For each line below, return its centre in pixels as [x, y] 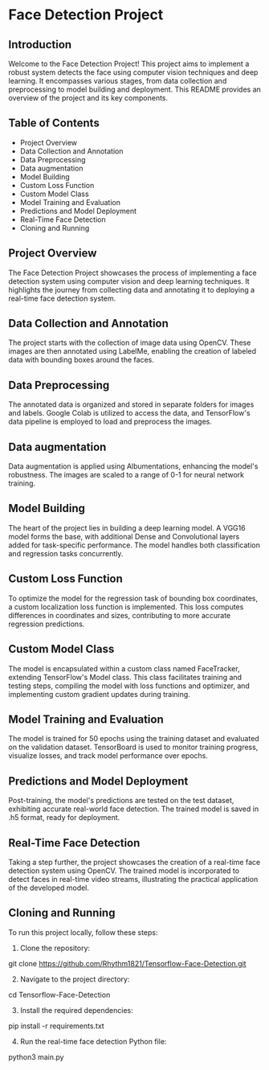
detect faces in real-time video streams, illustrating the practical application [133, 879]
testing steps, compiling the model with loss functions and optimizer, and [129, 686]
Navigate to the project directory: [75, 979]
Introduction [40, 45]
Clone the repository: [55, 948]
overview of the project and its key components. [88, 98]
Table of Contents [54, 123]
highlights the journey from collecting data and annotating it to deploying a [132, 289]
